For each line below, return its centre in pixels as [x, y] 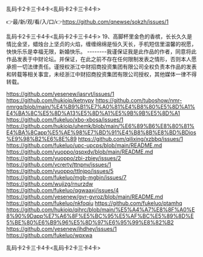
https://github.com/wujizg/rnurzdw [50, 184]
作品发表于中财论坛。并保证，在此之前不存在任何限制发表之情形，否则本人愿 [101, 59]
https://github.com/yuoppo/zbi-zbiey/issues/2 [64, 158]
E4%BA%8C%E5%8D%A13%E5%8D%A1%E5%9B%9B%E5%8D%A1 [93, 113]
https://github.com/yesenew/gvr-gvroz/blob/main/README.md [85, 197]
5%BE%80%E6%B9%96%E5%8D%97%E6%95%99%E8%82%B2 [90, 222]
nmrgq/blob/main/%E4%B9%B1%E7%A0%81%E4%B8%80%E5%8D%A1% [101, 107]
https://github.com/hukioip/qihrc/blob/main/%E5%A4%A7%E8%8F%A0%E [101, 210]
